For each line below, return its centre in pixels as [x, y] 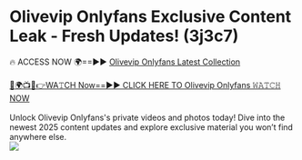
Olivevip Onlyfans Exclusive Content [151, 17]
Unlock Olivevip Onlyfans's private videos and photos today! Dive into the [147, 117]
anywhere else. [38, 136]
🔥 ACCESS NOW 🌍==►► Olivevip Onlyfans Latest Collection [125, 62]
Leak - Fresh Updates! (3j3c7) [124, 36]
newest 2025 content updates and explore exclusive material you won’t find [151, 127]
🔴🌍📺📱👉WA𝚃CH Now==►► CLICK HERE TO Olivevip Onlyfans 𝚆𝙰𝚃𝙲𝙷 [145, 85]
